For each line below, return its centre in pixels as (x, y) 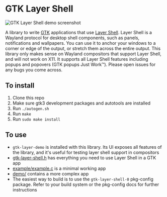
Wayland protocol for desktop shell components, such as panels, (72, 38)
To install (20, 86)
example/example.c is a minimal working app (59, 168)
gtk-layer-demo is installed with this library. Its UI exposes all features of (87, 147)
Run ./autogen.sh (31, 108)
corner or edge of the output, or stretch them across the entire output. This (83, 48)
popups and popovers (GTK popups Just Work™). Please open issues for (80, 64)
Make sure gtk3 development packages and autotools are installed (81, 103)
